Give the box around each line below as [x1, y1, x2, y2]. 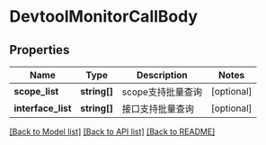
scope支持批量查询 [121, 86, 202, 98]
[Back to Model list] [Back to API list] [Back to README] [9, 126, 216, 137]
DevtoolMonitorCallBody [9, 6, 199, 27]
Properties [9, 42, 70, 58]
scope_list [13, 86, 59, 97]
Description [136, 69, 188, 81]
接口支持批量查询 [121, 103, 195, 114]
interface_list [13, 102, 72, 114]
